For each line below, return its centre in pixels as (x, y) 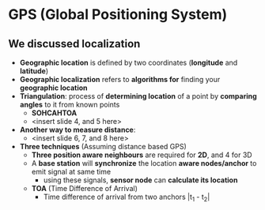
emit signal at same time (71, 172)
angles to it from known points (70, 105)
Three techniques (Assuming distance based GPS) (103, 146)
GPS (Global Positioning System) (118, 15)
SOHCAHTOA (54, 113)
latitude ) (34, 71)
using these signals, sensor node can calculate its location (140, 180)
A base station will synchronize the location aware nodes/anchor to (144, 163)
